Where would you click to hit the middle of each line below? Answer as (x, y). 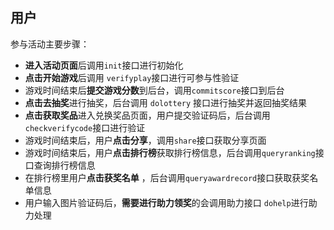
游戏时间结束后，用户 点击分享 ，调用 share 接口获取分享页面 (145, 140)
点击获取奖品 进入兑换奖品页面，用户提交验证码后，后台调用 (147, 115)
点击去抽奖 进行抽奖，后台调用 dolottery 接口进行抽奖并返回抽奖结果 (166, 102)
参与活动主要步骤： (50, 44)
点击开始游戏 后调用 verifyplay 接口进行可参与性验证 (132, 77)
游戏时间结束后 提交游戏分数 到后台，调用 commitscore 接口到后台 (154, 90)
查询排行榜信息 (64, 165)
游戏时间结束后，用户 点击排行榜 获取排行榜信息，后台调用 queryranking (170, 152)
